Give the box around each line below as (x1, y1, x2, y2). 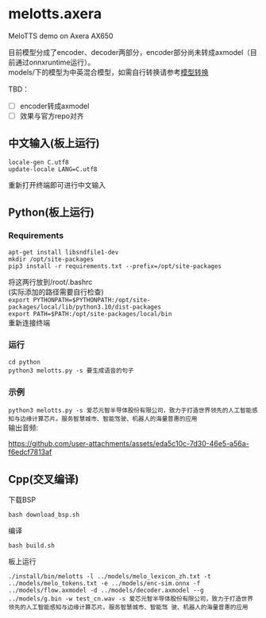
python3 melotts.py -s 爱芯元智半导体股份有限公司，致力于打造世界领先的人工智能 (8, 406, 253, 414)
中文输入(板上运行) (8, 137, 100, 150)
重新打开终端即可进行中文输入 (8, 180, 106, 189)
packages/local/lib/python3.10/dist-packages (8, 303, 161, 311)
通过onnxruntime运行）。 (14, 57, 95, 67)
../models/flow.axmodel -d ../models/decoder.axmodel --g (8, 586, 204, 594)
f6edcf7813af (8, 447, 52, 457)
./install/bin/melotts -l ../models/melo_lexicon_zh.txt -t (8, 572, 212, 581)
